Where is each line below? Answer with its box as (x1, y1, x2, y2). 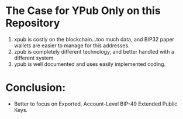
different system (13, 54, 54, 61)
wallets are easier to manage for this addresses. (13, 42, 130, 49)
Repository (5, 16, 60, 30)
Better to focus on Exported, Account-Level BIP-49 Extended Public (13, 100, 178, 107)
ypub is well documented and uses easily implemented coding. (13, 60, 166, 68)
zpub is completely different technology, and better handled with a (13, 48, 175, 55)
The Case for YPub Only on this (5, 4, 161, 17)
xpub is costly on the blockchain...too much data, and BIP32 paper (13, 36, 175, 43)
